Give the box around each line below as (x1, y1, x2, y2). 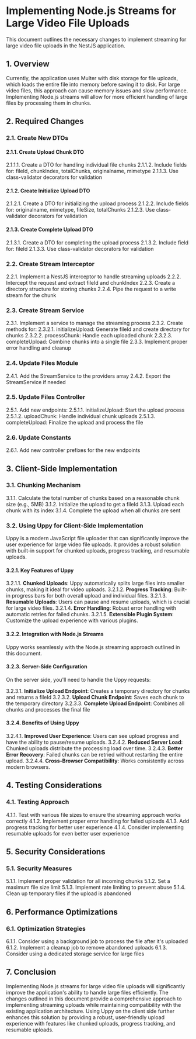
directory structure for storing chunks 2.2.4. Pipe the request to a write (6, 285, 177, 292)
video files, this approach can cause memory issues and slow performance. (6, 87, 188, 94)
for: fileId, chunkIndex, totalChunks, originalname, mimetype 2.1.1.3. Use (6, 168, 179, 175)
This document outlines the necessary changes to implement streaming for (6, 36, 187, 43)
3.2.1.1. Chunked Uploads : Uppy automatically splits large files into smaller (6, 580, 185, 587)
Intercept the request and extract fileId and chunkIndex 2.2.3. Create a (6, 279, 176, 286)
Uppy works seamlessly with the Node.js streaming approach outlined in (6, 643, 180, 650)
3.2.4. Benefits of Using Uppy (6, 719, 80, 726)
